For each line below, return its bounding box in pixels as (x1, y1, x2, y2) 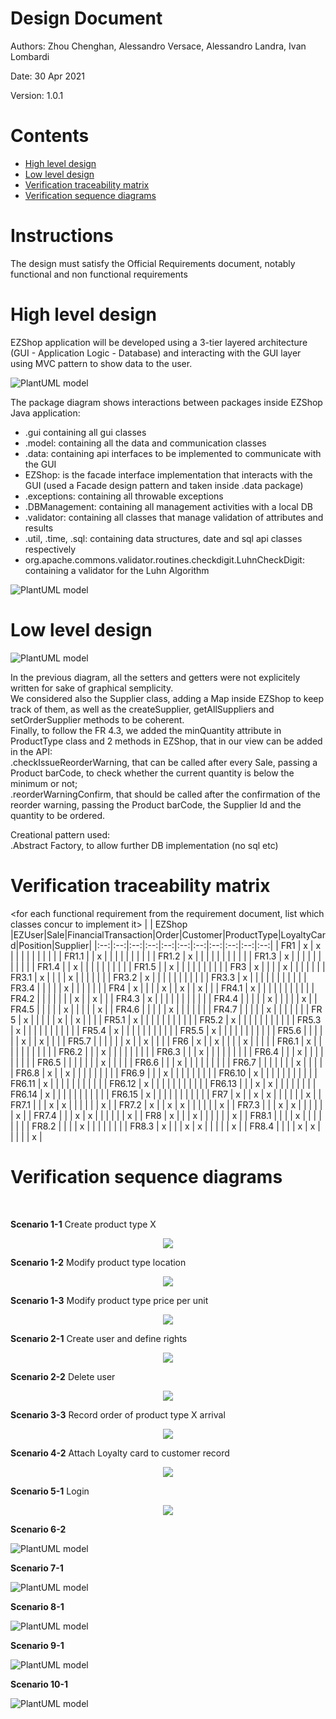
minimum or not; (10, 777, 78, 789)
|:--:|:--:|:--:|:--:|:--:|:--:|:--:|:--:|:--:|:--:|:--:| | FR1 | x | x (93, 939, 322, 951)
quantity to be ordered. (10, 809, 106, 821)
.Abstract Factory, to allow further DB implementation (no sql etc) (10, 839, 279, 851)
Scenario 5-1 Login (10, 1485, 90, 1497)
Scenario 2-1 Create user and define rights (10, 1332, 188, 1344)
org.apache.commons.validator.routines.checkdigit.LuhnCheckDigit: (24, 553, 305, 566)
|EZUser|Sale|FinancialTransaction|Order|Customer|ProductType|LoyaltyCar (10, 928, 326, 941)
